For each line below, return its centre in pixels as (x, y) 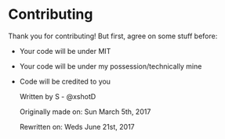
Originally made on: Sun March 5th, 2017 (85, 112)
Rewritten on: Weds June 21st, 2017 (77, 127)
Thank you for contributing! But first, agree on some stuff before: (113, 36)
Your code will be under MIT (65, 51)
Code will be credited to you (65, 81)
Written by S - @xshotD (58, 96)
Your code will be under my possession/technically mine (111, 66)
